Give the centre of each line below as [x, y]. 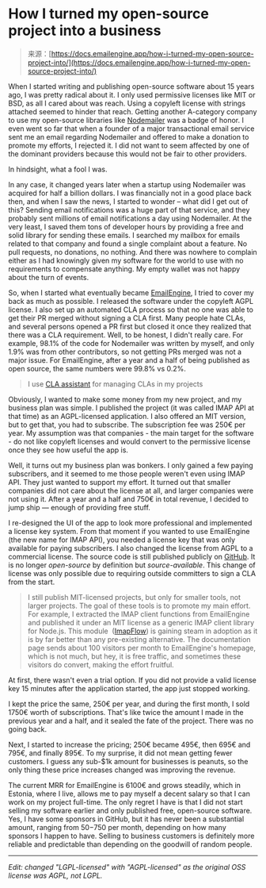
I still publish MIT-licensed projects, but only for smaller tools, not [134, 597]
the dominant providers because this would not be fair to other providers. [127, 154]
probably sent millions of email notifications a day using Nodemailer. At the [130, 218]
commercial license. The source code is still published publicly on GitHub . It [132, 556]
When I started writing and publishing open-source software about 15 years [131, 86]
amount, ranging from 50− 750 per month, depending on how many [118, 827]
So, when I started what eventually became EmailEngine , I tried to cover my [131, 292]
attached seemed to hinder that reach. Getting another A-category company [133, 111]
